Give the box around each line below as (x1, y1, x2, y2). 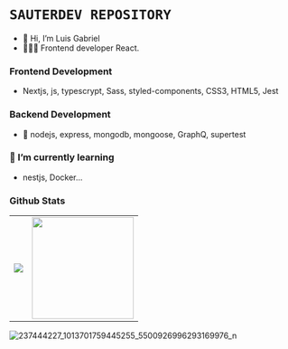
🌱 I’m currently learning (9, 151, 115, 164)
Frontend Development (9, 65, 113, 78)
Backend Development (9, 108, 111, 121)
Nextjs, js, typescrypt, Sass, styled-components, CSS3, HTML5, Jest (22, 86, 279, 97)
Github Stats (9, 194, 66, 207)
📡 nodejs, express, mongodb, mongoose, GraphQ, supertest (22, 128, 246, 139)
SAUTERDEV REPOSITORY (9, 6, 172, 24)
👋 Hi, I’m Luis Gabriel (22, 33, 101, 43)
